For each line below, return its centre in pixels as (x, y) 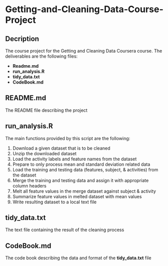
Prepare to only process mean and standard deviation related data (81, 164)
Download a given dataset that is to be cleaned (61, 148)
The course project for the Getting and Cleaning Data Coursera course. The (84, 51)
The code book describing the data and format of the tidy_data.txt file (78, 258)
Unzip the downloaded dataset (44, 153)
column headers (30, 186)
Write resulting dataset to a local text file (54, 202)
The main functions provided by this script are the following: (68, 138)
